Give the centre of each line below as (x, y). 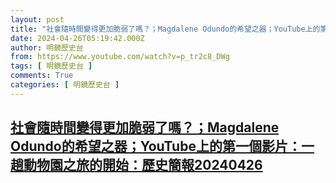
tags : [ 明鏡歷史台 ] (51, 66)
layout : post (37, 19)
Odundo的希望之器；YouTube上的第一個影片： (156, 146)
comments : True (42, 76)
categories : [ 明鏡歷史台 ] (65, 85)
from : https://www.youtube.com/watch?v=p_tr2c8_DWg (120, 57)
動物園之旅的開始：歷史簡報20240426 (143, 165)
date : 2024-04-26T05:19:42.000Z (77, 38)
